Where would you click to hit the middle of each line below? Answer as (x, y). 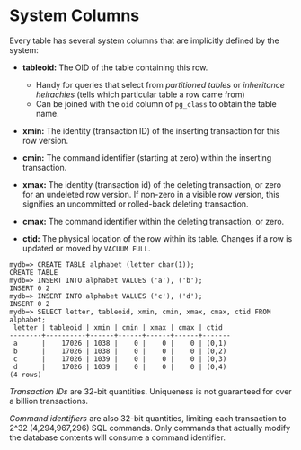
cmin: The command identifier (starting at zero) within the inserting (147, 157)
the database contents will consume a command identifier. (118, 437)
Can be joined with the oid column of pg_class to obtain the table (156, 103)
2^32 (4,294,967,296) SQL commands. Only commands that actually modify (150, 428)
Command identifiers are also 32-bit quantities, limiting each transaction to (148, 418)
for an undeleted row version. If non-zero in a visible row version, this (151, 194)
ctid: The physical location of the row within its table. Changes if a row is (157, 238)
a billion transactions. (49, 401)
